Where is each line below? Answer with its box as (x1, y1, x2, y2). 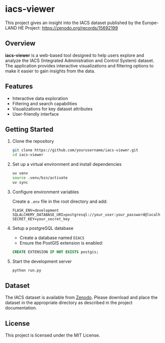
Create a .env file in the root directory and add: (12, 198, 108, 204)
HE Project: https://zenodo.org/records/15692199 (18, 25, 118, 31)
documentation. (5, 305, 37, 311)
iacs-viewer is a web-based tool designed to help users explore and (5, 52, 144, 58)
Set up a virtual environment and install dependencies (12, 161, 122, 167)
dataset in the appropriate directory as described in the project (5, 300, 133, 306)
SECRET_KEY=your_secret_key (12, 217, 70, 221)
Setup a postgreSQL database (12, 225, 74, 231)
